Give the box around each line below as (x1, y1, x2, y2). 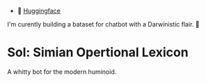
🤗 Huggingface (17, 7, 61, 15)
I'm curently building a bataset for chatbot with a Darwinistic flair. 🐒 (7, 20, 200, 28)
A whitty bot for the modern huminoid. (7, 67, 117, 76)
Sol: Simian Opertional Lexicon (7, 45, 189, 61)
